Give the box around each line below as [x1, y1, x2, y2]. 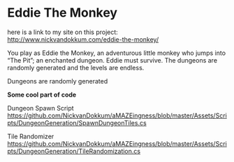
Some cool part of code [7, 90, 77, 99]
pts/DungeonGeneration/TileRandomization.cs [7, 147, 141, 155]
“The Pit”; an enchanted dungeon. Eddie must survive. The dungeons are [7, 56, 218, 64]
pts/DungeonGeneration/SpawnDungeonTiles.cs [7, 118, 147, 127]
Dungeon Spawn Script [7, 104, 75, 112]
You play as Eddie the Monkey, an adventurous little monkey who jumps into [7, 49, 226, 57]
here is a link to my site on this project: [7, 28, 119, 36]
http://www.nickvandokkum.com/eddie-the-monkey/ [7, 35, 159, 43]
